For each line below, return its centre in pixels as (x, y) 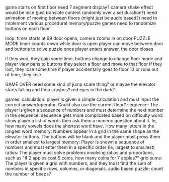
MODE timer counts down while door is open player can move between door (84, 44)
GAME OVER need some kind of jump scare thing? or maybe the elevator (80, 84)
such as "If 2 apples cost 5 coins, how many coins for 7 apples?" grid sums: (84, 158)
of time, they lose (23, 74)
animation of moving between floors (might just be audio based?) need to (81, 18)
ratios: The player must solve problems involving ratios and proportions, (80, 153)
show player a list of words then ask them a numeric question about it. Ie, (81, 121)
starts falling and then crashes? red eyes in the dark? (60, 89)
